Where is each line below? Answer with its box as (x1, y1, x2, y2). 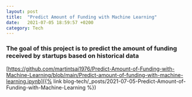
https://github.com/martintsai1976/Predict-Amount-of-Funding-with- (8, 65, 175, 72)
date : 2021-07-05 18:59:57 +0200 (6, 19, 94, 25)
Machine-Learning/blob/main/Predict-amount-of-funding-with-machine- (6, 71, 184, 78)
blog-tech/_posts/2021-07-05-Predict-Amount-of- (63, 78, 186, 85)
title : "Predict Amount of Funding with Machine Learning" (6, 14, 158, 20)
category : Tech (6, 25, 44, 31)
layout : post (6, 8, 38, 15)
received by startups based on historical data (6, 52, 139, 60)
